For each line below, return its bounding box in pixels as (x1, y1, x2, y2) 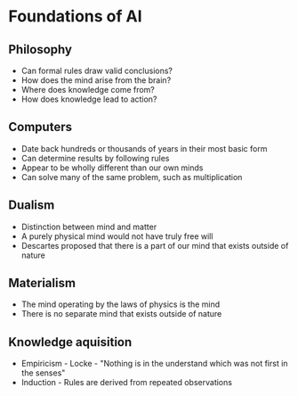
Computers (8, 120, 73, 135)
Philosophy (8, 42, 73, 57)
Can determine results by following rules (20, 153, 170, 163)
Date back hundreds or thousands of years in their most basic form (20, 143, 268, 153)
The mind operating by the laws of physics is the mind (20, 299, 221, 309)
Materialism (8, 276, 77, 291)
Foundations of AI (8, 6, 143, 27)
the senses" (20, 367, 66, 378)
